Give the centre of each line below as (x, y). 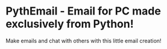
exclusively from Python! (70, 24)
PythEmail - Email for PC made (83, 11)
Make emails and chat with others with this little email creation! (83, 41)
